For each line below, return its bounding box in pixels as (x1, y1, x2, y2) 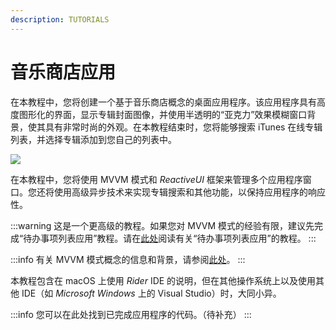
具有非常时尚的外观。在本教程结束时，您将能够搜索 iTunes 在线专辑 (44, 121, 323, 133)
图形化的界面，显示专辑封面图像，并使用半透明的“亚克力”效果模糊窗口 (18, 108, 308, 120)
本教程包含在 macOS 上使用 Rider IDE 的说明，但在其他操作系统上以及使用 (10, 274, 317, 286)
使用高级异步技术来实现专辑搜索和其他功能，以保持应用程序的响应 (53, 186, 326, 198)
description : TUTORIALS (10, 14, 110, 25)
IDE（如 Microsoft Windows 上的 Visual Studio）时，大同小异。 (21, 287, 282, 299)
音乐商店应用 (10, 61, 117, 83)
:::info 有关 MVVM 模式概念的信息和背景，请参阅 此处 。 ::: (10, 253, 246, 265)
